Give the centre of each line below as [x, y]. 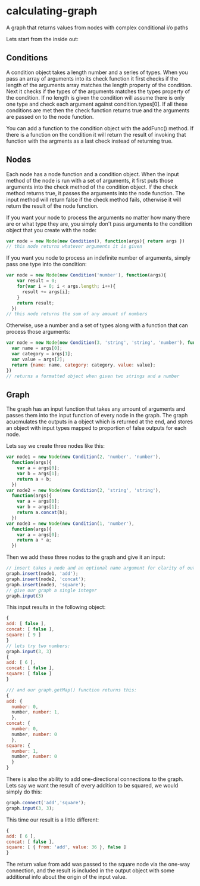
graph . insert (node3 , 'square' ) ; [46, 584]
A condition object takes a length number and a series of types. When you [97, 72]
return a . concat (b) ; [42, 512]
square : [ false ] [29, 674]
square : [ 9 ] [24, 635]
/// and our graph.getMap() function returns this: [71, 690]
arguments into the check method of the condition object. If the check [92, 187]
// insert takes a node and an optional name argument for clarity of [96, 568]
